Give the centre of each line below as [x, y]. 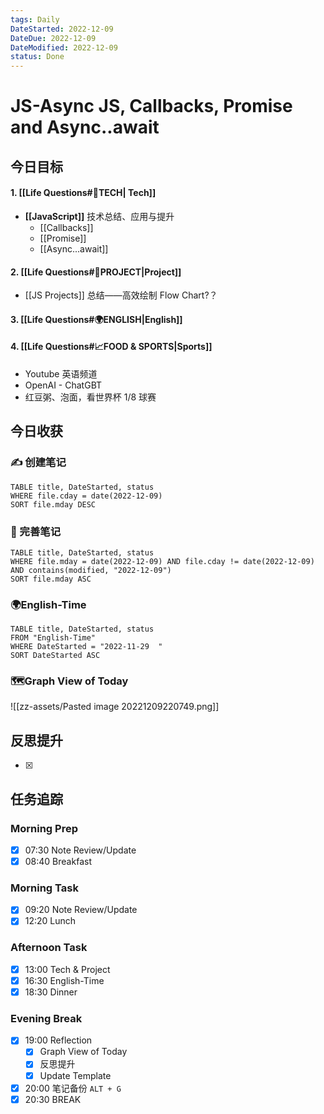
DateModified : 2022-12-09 [64, 47]
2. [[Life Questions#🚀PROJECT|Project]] [96, 272]
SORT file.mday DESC [53, 504]
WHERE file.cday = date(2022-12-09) [86, 496]
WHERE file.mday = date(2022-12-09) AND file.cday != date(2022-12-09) [162, 561]
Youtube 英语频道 [61, 373]
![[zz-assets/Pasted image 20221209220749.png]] [115, 707]
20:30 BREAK [53, 1099]
